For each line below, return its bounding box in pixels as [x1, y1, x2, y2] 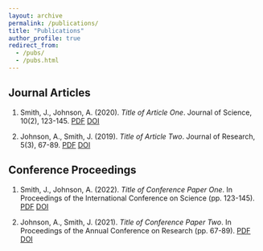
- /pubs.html [15, 57, 60, 65]
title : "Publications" [8, 26, 84, 34]
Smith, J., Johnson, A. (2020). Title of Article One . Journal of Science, [19, 107, 252, 117]
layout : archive [8, 11, 63, 20]
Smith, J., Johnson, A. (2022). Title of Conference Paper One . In [19, 184, 233, 194]
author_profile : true [8, 34, 81, 43]
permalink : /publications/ [8, 19, 99, 27]
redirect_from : [8, 42, 60, 50]
